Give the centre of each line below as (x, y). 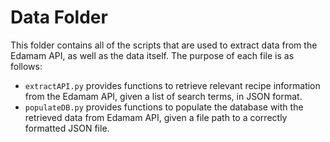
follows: (26, 66)
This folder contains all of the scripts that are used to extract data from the (164, 45)
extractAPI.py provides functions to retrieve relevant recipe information (172, 85)
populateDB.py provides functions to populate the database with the (164, 107)
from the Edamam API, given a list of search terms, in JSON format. (163, 96)
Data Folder (59, 17)
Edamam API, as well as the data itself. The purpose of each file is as (152, 55)
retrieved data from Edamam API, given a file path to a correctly (156, 117)
